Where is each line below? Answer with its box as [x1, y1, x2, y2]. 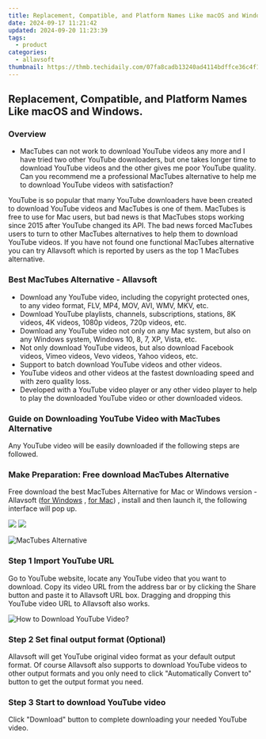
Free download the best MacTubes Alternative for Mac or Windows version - [8, 487, 257, 497]
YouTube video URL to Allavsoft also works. [8, 599, 150, 608]
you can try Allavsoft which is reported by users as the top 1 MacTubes [8, 246, 239, 256]
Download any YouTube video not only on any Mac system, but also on [19, 326, 251, 335]
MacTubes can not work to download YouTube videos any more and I [19, 147, 245, 156]
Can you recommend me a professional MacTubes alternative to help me [19, 172, 257, 181]
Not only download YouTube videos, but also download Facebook [19, 342, 234, 352]
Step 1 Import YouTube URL [8, 555, 115, 566]
